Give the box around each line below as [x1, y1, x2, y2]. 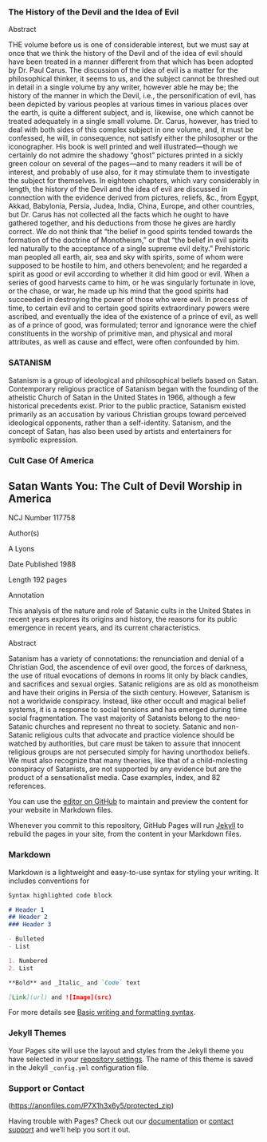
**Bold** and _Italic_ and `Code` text [8, 978, 141, 987]
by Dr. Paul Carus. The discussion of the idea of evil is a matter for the [8, 66, 238, 75]
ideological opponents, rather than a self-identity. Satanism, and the [8, 418, 232, 428]
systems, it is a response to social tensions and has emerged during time [8, 705, 248, 714]
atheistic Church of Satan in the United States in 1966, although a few [8, 392, 237, 402]
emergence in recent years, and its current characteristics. [8, 623, 201, 633]
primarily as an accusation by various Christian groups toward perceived [8, 409, 247, 419]
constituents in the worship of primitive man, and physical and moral [8, 328, 233, 338]
